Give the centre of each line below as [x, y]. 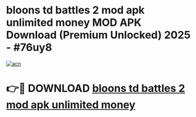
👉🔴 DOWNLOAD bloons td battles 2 [96, 89]
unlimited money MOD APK [74, 23]
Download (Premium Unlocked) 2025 [99, 35]
